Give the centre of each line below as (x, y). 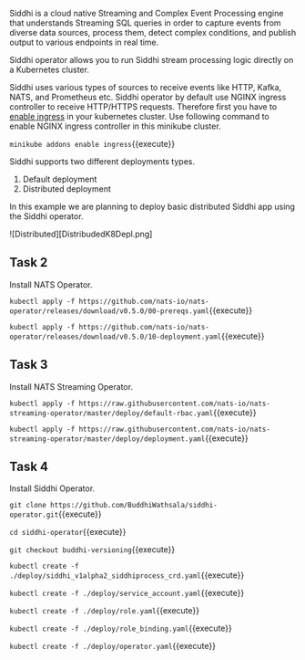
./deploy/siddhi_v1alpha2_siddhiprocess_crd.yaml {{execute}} (127, 575)
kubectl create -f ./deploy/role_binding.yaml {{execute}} (121, 628)
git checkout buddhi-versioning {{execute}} (92, 550)
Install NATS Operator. (51, 284)
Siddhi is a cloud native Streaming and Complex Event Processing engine (147, 13)
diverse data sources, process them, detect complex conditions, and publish (153, 32)
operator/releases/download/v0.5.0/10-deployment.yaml (116, 337)
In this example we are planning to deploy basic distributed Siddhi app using (152, 206)
